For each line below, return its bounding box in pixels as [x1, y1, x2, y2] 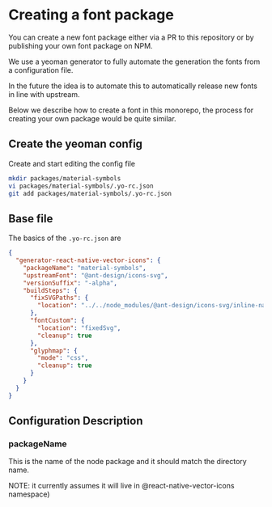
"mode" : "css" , [37, 354, 89, 362]
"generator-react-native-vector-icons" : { [15, 256, 161, 264]
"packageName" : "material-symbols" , [23, 264, 147, 272]
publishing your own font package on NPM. [8, 40, 153, 50]
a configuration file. [8, 65, 74, 74]
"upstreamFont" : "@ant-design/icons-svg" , [23, 271, 168, 280]
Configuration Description [8, 414, 143, 428]
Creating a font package [8, 6, 174, 24]
